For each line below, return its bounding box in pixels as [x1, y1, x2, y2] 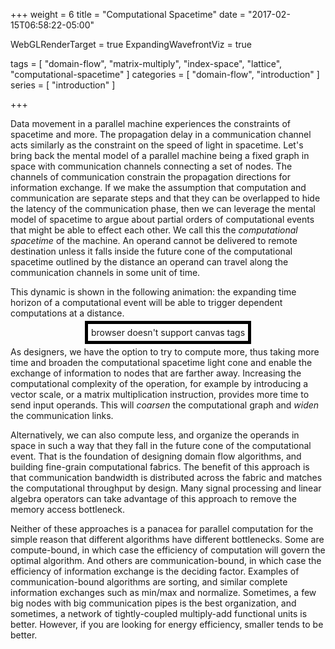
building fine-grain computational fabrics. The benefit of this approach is [10, 461, 310, 473]
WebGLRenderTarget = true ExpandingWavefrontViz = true [10, 39, 252, 50]
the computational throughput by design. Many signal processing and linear [10, 482, 322, 494]
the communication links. [10, 410, 114, 421]
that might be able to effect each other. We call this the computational [10, 224, 298, 236]
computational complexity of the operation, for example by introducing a [10, 378, 309, 389]
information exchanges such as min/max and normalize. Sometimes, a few [10, 587, 317, 598]
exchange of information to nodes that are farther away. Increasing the [10, 367, 302, 379]
